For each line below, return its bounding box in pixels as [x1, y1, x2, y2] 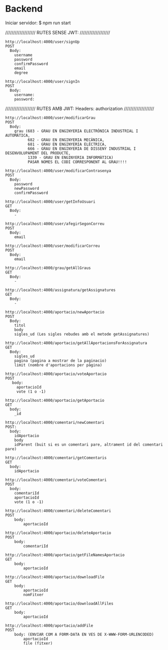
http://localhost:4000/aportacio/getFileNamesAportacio [5, 552, 125, 558]
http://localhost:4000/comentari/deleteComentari [5, 508, 112, 513]
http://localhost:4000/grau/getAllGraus [5, 265, 92, 270]
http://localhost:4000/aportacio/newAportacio [5, 309, 105, 314]
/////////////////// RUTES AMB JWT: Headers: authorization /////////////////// [5, 105, 154, 112]
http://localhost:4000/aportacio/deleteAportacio [5, 530, 112, 535]
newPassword [14, 186, 39, 191]
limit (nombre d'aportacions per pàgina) [14, 362, 102, 367]
